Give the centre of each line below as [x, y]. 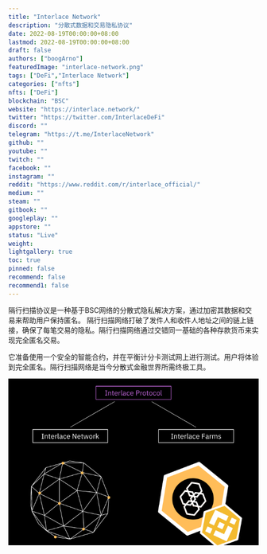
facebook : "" [30, 168]
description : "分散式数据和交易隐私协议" [71, 25]
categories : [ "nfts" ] [44, 84]
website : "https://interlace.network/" [74, 109]
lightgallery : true [41, 252]
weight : [21, 244]
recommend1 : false [39, 285]
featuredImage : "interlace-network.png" [76, 68]
